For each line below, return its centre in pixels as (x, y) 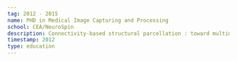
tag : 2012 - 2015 (33, 14)
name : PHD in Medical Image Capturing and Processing (88, 20)
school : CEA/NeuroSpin (41, 27)
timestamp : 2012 (31, 40)
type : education (31, 46)
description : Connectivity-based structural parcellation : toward (109, 33)
